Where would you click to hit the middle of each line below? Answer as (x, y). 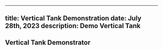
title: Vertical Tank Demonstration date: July (73, 18)
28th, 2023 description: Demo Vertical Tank (73, 26)
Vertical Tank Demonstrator (48, 42)
